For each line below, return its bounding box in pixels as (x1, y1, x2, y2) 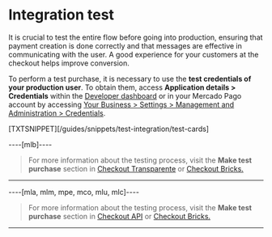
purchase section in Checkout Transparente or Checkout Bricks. (28, 163, 244, 173)
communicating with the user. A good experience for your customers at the (8, 49, 259, 59)
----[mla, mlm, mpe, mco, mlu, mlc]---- (8, 187, 140, 197)
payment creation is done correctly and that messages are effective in (8, 40, 243, 50)
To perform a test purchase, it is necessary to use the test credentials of (8, 74, 252, 83)
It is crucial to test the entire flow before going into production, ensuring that (8, 32, 263, 42)
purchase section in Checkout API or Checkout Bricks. (28, 211, 211, 221)
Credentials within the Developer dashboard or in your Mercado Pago (8, 91, 242, 100)
